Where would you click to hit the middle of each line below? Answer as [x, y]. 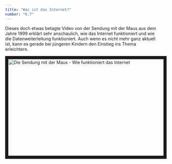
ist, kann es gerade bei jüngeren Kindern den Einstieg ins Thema [71, 44]
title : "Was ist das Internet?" [38, 10]
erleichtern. [17, 49]
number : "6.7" [20, 14]
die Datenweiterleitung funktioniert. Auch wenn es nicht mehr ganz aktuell [80, 39]
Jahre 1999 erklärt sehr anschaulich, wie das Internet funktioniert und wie [80, 33]
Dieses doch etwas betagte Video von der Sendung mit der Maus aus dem [81, 28]
